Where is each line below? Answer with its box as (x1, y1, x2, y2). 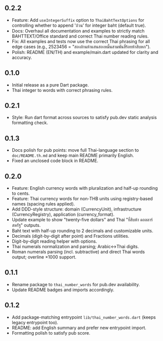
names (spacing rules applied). (11, 201, 75, 207)
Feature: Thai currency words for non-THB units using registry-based (11, 196, 153, 202)
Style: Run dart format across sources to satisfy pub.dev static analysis (11, 115, 157, 121)
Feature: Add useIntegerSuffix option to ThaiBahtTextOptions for (11, 17, 144, 23)
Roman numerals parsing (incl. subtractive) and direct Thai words (11, 249, 145, 255)
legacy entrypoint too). (11, 319, 59, 325)
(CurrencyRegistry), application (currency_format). (11, 212, 115, 217)
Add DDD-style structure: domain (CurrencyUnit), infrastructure (11, 206, 142, 212)
